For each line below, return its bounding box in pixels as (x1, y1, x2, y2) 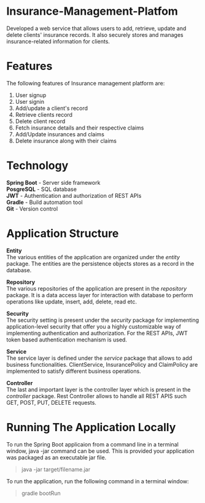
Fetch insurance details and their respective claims (15, 124, 144, 131)
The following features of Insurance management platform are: (6, 79, 165, 87)
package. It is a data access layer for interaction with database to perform (6, 291, 193, 298)
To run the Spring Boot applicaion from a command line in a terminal (6, 440, 179, 448)
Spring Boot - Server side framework (6, 179, 101, 186)
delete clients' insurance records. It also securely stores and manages (6, 31, 184, 38)
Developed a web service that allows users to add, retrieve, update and (6, 25, 187, 32)
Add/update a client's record (15, 104, 88, 112)
